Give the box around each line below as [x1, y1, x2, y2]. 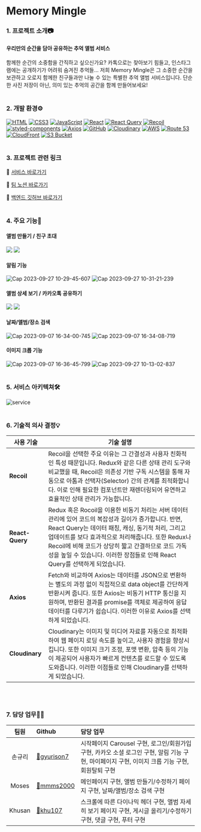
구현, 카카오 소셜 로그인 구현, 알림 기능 [80, 748, 182, 756]
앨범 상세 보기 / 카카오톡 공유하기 [6, 290, 83, 297]
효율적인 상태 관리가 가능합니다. [48, 495, 132, 503]
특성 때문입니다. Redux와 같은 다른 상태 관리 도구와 [55, 459, 191, 467]
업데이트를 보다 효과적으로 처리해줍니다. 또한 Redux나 [48, 533, 191, 541]
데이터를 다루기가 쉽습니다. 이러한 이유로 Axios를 [48, 607, 178, 616]
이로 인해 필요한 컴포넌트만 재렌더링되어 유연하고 [56, 486, 187, 494]
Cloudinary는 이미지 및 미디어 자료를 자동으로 [48, 628, 170, 636]
